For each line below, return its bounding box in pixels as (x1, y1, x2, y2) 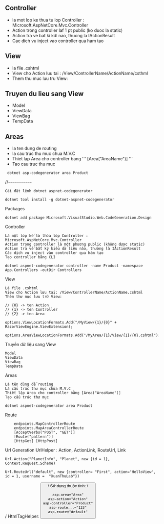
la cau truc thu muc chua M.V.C (12, 150, 76, 156)
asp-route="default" (48, 509, 88, 514)
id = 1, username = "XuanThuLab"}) (5, 474, 80, 479)
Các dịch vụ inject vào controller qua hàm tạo (5, 250, 104, 255)
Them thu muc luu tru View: (12, 75, 68, 81)
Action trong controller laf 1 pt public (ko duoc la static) (12, 27, 123, 33)
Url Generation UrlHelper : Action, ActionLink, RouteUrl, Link (5, 447, 126, 453)
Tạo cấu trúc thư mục (5, 395, 49, 400)
